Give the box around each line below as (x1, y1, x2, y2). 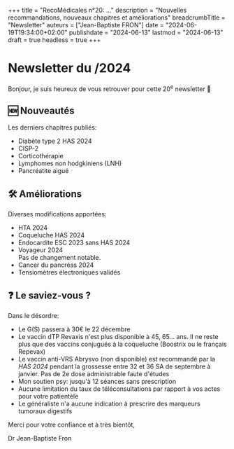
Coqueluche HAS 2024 (17, 231, 85, 240)
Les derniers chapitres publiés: (8, 123, 97, 132)
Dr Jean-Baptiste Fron (8, 434, 72, 443)
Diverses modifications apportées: (8, 210, 107, 219)
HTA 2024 (17, 223, 48, 232)
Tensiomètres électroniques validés (17, 268, 121, 277)
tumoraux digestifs (17, 407, 73, 415)
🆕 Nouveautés (8, 104, 75, 116)
